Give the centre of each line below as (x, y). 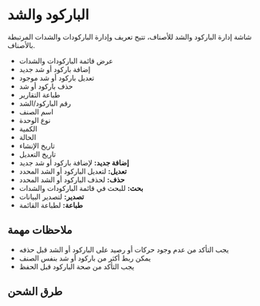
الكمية (28, 129)
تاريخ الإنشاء (37, 145)
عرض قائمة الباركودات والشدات (66, 61)
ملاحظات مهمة (40, 230)
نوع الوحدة (35, 120)
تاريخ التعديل (37, 154)
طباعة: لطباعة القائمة (51, 205)
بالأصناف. (22, 45)
